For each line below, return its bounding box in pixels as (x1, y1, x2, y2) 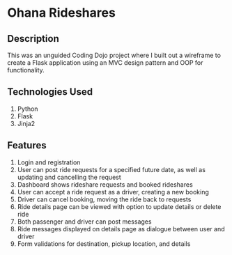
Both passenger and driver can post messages (17, 217, 152, 226)
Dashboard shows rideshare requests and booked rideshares (17, 180, 193, 189)
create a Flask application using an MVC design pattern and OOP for (7, 59, 203, 67)
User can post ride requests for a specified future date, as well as (17, 165, 206, 173)
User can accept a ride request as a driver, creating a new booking (17, 187, 209, 196)
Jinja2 (17, 119, 36, 127)
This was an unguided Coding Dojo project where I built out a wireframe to (7, 51, 222, 59)
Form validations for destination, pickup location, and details (17, 239, 191, 248)
